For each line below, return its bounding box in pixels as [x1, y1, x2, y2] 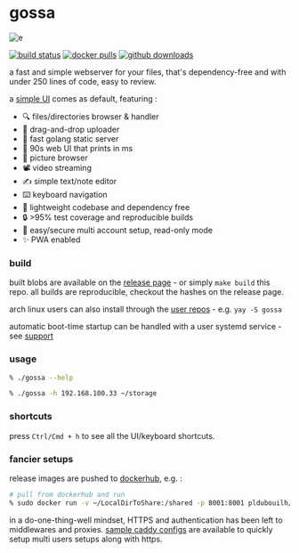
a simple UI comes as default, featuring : [9, 93, 158, 104]
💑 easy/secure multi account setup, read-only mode [21, 224, 214, 235]
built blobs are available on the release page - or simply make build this [9, 277, 271, 288]
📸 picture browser [21, 152, 88, 163]
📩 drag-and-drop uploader [21, 124, 120, 134]
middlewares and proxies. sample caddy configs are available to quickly [9, 524, 273, 534]
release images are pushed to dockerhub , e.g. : [9, 473, 182, 484]
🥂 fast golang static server [21, 133, 119, 144]
